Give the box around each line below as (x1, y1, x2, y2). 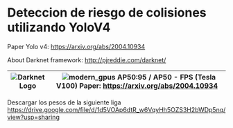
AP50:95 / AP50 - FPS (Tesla (116, 72, 216, 82)
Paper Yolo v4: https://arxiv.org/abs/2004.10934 (7, 42, 146, 51)
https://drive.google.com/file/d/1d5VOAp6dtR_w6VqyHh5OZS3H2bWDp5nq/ (7, 105, 226, 113)
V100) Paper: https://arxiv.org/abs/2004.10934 (55, 81, 218, 91)
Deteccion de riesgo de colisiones (7, 5, 207, 21)
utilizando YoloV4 (7, 19, 111, 35)
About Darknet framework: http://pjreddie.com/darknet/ (7, 55, 166, 64)
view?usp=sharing (7, 113, 60, 121)
